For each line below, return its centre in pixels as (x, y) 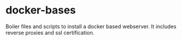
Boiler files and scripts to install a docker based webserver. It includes (91, 26)
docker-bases (41, 10)
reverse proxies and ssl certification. (50, 32)
